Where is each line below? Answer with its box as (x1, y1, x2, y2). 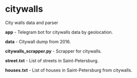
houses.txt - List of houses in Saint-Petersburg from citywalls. (5, 67, 133, 73)
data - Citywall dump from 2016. (5, 38, 71, 45)
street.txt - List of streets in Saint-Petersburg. (5, 57, 99, 63)
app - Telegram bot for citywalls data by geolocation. (5, 29, 113, 35)
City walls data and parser (5, 20, 58, 26)
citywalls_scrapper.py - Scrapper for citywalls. (5, 48, 102, 54)
